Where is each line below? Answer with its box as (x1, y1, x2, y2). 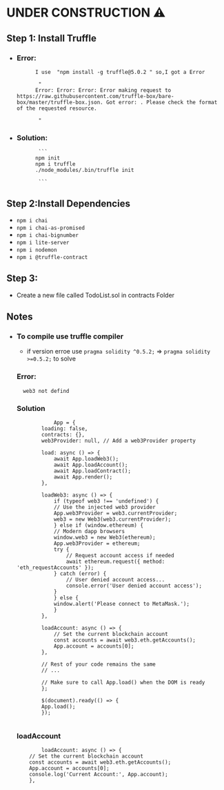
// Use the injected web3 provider (53, 504, 156, 511)
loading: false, (41, 425, 88, 432)
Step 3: (6, 273, 39, 285)
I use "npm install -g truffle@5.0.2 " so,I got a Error (34, 68, 205, 75)
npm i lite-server (16, 239, 70, 246)
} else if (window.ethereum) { (53, 522, 144, 529)
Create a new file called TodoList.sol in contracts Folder (16, 291, 175, 299)
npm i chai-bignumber (16, 231, 79, 239)
